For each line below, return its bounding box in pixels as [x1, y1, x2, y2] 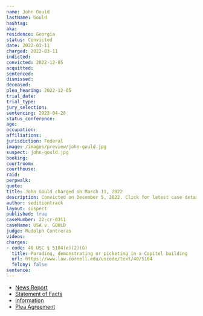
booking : [6, 155, 28, 161]
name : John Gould [6, 8, 50, 15]
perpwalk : [6, 178, 31, 184]
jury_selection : [6, 104, 47, 111]
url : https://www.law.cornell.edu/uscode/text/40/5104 [11, 256, 153, 262]
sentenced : [6, 71, 34, 77]
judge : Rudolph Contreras [6, 228, 71, 234]
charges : [6, 239, 28, 245]
